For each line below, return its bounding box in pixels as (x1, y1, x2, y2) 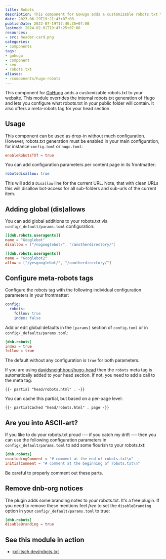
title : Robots (5, 7, 35, 12)
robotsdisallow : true (5, 171, 50, 176)
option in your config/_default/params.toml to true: (5, 508, 110, 514)
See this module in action (5, 535, 85, 544)
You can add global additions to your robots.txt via (5, 218, 108, 224)
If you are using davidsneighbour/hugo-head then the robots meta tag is (5, 367, 152, 373)
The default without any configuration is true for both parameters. (5, 358, 140, 363)
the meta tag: (5, 377, 32, 383)
